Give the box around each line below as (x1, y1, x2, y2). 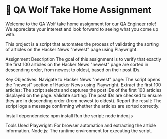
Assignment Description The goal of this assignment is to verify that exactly (5, 56, 161, 62)
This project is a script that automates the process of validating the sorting (5, 41, 159, 47)
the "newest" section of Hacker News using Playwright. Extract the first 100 (5, 82, 161, 88)
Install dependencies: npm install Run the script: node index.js (5, 112, 133, 119)
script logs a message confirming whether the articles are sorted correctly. (5, 103, 160, 109)
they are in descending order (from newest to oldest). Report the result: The (5, 97, 162, 104)
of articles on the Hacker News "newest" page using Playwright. (5, 46, 138, 52)
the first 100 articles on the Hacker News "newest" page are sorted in (5, 61, 149, 67)
